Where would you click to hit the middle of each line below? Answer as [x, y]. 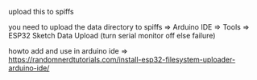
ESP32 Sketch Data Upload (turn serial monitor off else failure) [112, 36]
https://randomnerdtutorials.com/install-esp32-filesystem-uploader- [122, 60]
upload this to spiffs [41, 12]
